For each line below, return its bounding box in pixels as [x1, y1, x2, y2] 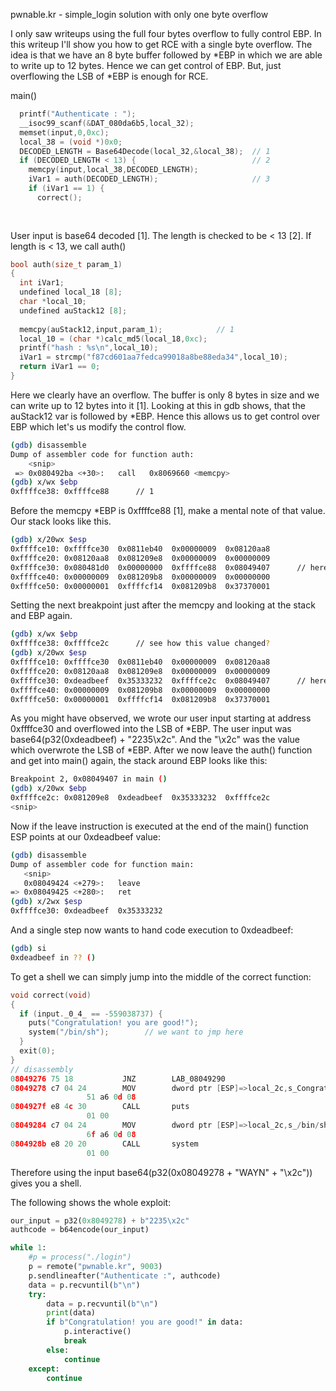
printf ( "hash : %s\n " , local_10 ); [19, 343, 159, 353]
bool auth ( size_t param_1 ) [10, 259, 123, 269]
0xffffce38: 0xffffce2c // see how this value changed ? [10, 639, 271, 649]
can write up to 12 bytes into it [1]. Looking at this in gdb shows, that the [10, 399, 306, 411]
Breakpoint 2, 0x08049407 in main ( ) [10, 774, 168, 784]
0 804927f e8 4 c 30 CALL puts [10, 1102, 190, 1112]
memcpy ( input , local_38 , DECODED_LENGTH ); [28, 165, 199, 175]
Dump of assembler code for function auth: [10, 449, 195, 459]
